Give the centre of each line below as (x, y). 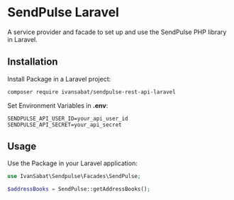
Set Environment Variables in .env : (58, 105)
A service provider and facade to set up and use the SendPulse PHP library (117, 32)
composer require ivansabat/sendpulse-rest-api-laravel (91, 92)
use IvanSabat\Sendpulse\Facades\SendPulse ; (74, 177)
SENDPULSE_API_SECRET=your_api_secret (65, 125)
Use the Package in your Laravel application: (73, 163)
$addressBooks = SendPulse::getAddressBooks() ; (79, 189)
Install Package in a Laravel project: (59, 79)
